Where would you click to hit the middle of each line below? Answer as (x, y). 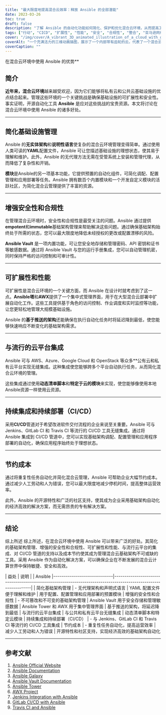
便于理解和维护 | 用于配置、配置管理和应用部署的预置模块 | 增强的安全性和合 (83, 594)
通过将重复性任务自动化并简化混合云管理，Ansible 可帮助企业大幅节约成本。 (83, 477)
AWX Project (25, 691)
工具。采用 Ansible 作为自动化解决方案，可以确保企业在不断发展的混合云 (79, 560)
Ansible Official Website (37, 665)
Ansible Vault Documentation (42, 681)
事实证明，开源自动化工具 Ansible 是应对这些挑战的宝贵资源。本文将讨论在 (82, 104)
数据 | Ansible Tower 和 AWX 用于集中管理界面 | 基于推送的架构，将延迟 (82, 606)
